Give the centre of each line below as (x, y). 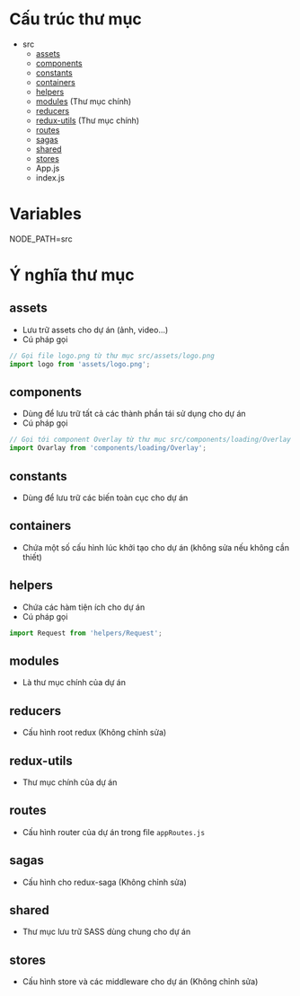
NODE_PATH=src (41, 239)
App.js (48, 168)
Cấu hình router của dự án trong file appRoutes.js (113, 832)
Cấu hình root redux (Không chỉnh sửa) (94, 733)
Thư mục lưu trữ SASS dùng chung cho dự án (106, 932)
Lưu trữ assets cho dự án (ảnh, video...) (95, 330)
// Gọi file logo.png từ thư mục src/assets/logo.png (112, 356)
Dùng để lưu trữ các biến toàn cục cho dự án (105, 498)
